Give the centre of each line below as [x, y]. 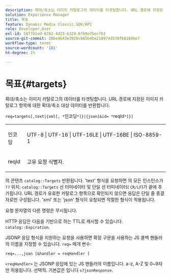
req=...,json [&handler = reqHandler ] [48, 254]
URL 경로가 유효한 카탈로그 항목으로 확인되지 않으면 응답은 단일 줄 [90, 193]
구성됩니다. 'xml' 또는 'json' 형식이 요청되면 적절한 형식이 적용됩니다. [87, 200]
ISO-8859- [148, 135]
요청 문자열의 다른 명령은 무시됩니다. [41, 211]
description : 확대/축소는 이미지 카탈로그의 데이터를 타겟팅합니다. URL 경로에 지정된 [84, 10]
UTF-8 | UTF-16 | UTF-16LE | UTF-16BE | [80, 135]
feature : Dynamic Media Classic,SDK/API [49, 24]
